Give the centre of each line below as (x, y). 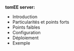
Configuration (26, 32)
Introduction (25, 17)
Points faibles (26, 27)
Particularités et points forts (41, 22)
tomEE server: (20, 7)
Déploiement (25, 38)
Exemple (21, 43)
